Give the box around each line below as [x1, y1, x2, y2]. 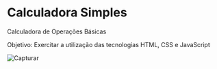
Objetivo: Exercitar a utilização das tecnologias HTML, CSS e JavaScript [7, 40, 210, 49]
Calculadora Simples [7, 5, 128, 20]
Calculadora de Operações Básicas [7, 27, 107, 36]
